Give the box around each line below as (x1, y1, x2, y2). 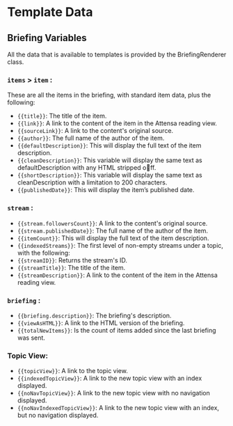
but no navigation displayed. (17, 411, 99, 420)
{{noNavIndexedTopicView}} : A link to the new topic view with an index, (17, 404, 220, 412)
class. (7, 58, 24, 66)
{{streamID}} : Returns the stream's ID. (17, 255, 127, 265)
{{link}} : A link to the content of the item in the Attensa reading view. (17, 119, 217, 127)
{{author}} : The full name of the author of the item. (17, 134, 165, 143)
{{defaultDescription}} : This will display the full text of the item (17, 141, 202, 150)
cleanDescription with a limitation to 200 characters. (17, 178, 168, 187)
